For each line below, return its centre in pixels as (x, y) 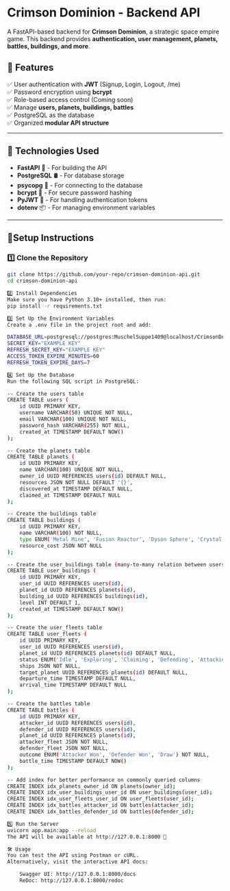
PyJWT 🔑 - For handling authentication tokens (82, 199)
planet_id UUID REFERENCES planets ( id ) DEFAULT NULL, (98, 653)
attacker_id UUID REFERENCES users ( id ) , (78, 723)
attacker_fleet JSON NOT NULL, (64, 742)
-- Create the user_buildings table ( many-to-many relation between (107, 564)
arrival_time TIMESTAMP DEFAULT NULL (73, 685)
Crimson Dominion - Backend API (104, 13)
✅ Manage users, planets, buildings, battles (71, 107)
